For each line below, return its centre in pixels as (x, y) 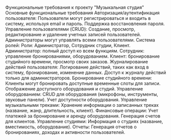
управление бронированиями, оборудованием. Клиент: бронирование (82, 56)
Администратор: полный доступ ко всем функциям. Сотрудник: (75, 51)
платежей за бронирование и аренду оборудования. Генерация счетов (83, 116)
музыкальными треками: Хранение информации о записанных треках (82, 105)
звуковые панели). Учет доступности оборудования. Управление (76, 100)
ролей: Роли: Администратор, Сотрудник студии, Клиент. (68, 45)
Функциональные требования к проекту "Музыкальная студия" (75, 7)
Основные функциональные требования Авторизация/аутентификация (82, 13)
